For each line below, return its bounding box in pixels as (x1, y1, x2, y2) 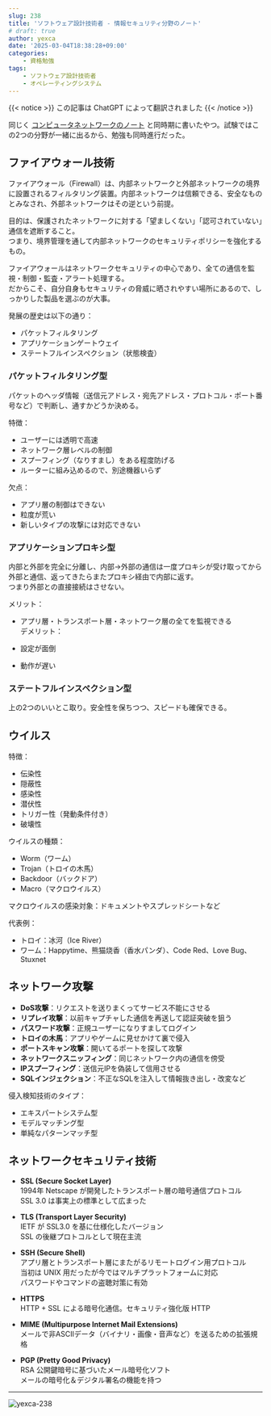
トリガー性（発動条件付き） (19, 809, 113, 819)
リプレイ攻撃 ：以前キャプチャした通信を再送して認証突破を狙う (19, 1013, 232, 1023)
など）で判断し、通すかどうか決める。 (15, 401, 143, 410)
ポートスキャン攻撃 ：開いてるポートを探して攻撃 (19, 1043, 183, 1053)
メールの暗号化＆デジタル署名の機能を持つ (19, 1375, 162, 1384)
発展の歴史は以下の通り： (8, 311, 94, 321)
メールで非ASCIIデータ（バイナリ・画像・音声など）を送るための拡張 (19, 1329, 251, 1338)
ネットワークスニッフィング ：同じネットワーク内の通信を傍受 (19, 1053, 226, 1063)
